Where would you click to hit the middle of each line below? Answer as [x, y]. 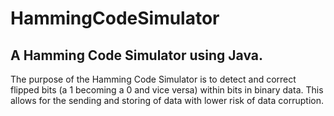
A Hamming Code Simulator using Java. [136, 55]
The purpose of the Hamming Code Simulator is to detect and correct [153, 79]
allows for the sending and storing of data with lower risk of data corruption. [167, 100]
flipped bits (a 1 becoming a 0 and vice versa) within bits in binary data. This [167, 90]
